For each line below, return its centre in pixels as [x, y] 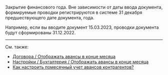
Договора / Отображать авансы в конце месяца [64, 56]
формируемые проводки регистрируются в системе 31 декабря [74, 12]
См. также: [17, 47]
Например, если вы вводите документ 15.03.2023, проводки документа [82, 27]
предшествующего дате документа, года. [50, 18]
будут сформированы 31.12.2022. [40, 33]
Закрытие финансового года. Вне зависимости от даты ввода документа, [84, 7]
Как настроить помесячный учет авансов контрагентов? [73, 67]
